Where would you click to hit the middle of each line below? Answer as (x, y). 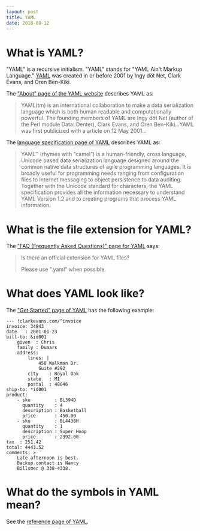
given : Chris (36, 342)
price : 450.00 (49, 416)
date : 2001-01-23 (32, 332)
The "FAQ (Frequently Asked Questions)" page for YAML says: (83, 246)
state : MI (44, 379)
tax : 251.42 (24, 442)
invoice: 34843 (25, 327)
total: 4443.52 (25, 448)
